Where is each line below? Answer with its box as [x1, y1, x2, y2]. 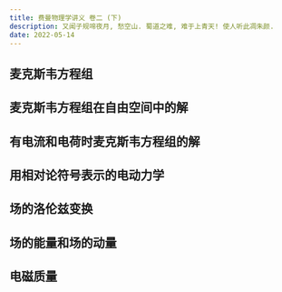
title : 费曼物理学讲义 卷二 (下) [9, 13, 122, 23]
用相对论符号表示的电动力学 [9, 167, 165, 183]
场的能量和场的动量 [9, 235, 117, 250]
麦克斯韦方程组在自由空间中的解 [9, 100, 189, 116]
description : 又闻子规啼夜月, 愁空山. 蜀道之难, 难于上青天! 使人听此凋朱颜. [9, 22, 275, 31]
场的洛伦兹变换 [9, 201, 93, 216]
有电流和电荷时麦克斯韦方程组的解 [9, 134, 200, 149]
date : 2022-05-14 [9, 30, 75, 39]
